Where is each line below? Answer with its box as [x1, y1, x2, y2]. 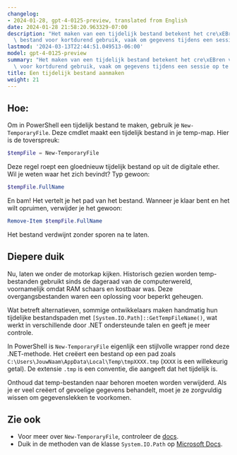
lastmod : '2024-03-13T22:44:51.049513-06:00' [7, 43, 143, 50]
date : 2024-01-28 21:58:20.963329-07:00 [7, 23, 128, 30]
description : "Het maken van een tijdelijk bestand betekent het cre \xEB [7, 30, 229, 37]
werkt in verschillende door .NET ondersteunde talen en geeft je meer [7, 321, 210, 329]
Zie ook [7, 414, 41, 426]
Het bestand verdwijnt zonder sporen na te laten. [7, 230, 150, 239]
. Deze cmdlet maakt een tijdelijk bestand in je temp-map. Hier [48, 129, 229, 137]
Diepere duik [7, 251, 65, 263]
